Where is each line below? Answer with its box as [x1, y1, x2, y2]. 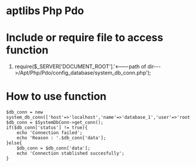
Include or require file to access [6, 31, 163, 45]
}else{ [6, 140, 22, 146]
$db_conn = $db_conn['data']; [16, 145, 91, 151]
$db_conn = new [6, 109, 43, 115]
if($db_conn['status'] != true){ [6, 125, 88, 131]
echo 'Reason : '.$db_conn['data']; [16, 135, 107, 141]
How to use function [6, 90, 107, 103]
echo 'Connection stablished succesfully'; [16, 151, 125, 156]
